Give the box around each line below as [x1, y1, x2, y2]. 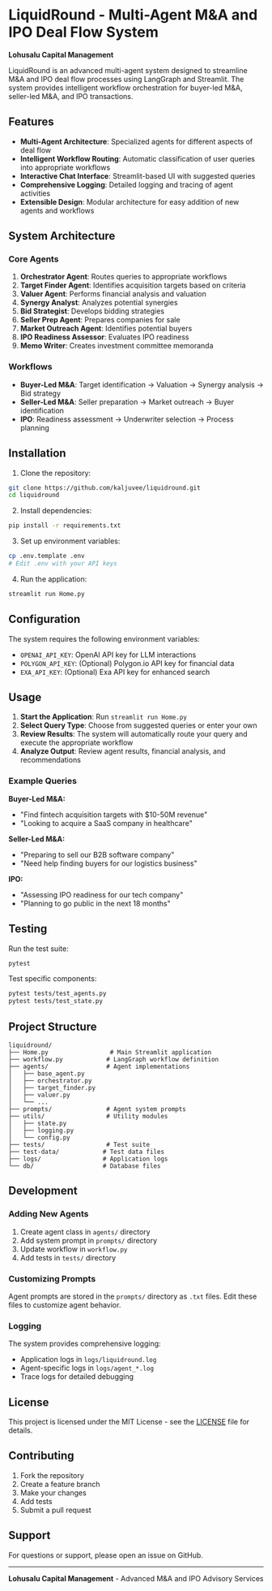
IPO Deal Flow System [8, 23, 159, 41]
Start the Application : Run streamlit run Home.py [19, 712, 188, 722]
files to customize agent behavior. [8, 1299, 121, 1309]
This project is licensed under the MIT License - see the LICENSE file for [8, 1417, 249, 1427]
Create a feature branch [19, 1479, 100, 1489]
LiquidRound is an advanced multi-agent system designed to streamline [8, 65, 249, 75]
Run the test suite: [8, 944, 69, 953]
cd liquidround [8, 491, 60, 499]
